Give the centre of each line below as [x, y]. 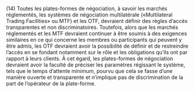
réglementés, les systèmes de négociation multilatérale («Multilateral [89, 15]
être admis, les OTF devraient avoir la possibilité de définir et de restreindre [97, 46]
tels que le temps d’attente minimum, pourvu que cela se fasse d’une [89, 71]
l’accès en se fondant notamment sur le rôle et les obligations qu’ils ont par [97, 52]
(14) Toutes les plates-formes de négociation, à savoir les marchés [87, 9]
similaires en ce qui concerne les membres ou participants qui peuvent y [94, 40]
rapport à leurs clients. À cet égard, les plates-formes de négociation [90, 59]
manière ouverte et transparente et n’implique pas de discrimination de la [95, 77]
